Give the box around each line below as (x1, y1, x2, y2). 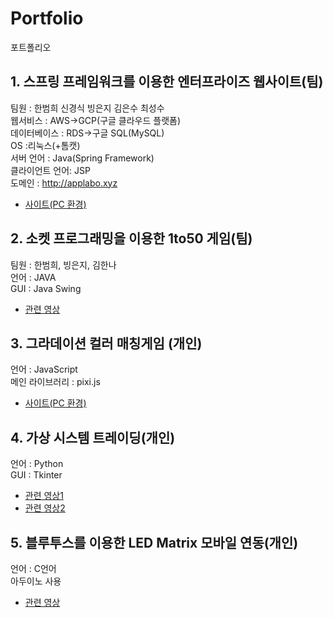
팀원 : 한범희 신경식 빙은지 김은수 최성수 (10, 102, 165, 114)
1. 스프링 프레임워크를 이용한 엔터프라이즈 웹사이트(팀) (10, 73, 324, 91)
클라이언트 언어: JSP (10, 164, 91, 176)
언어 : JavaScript (10, 363, 78, 376)
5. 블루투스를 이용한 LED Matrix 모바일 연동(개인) (10, 534, 299, 551)
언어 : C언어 (10, 563, 57, 574)
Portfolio (10, 7, 84, 30)
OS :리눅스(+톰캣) (10, 139, 81, 151)
